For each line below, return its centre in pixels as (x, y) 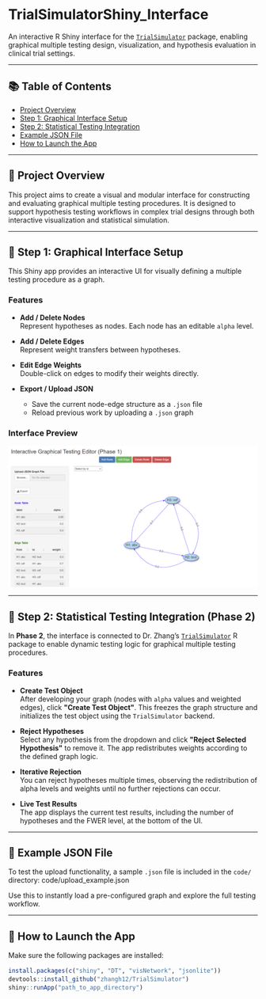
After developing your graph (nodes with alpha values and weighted (130, 699)
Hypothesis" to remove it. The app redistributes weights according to (133, 748)
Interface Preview (43, 433)
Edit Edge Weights (50, 365)
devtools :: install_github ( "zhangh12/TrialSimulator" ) (99, 979)
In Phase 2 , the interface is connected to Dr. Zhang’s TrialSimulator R (123, 636)
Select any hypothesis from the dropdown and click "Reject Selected (133, 739)
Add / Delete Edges (52, 341)
